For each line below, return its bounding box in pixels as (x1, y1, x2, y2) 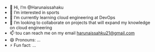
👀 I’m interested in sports (9, 10, 59, 15)
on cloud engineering (9, 25, 52, 31)
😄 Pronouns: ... (9, 37, 41, 42)
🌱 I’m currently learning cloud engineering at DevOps (9, 15, 115, 20)
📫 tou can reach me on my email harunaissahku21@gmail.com (9, 30, 135, 36)
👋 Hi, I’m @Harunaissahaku (9, 5, 64, 10)
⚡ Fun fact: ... (9, 42, 36, 48)
